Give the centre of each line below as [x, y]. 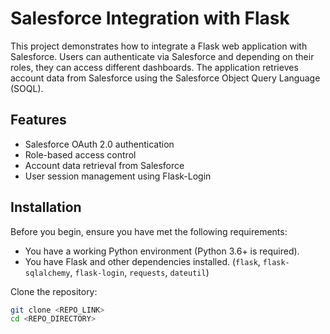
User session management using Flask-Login [118, 176]
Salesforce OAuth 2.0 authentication [99, 144]
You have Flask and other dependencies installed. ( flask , [142, 261]
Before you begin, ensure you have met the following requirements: [149, 231]
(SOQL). [27, 88]
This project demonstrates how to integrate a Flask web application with [159, 46]
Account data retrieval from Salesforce [104, 165]
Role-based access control [80, 154]
